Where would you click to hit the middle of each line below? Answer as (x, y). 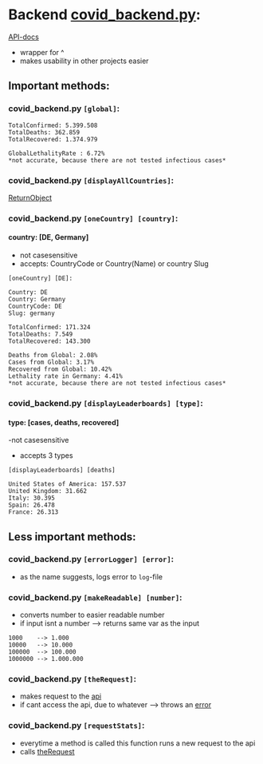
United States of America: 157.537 (67, 484)
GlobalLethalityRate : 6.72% (57, 153)
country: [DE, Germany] (49, 237)
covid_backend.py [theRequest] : (73, 679)
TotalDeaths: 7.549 (41, 334)
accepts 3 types (46, 456)
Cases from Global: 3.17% (51, 362)
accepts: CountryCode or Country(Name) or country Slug (114, 264)
